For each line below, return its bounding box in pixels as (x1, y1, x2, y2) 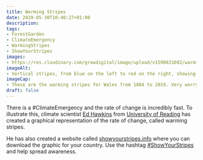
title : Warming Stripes (6, 8, 66, 15)
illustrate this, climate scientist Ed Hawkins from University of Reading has (6, 110, 191, 118)
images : (6, 54, 26, 60)
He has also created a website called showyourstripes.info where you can (6, 135, 190, 142)
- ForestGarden (6, 31, 45, 37)
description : (6, 20, 39, 26)
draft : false (6, 88, 39, 94)
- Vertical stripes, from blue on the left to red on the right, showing (6, 71, 196, 77)
